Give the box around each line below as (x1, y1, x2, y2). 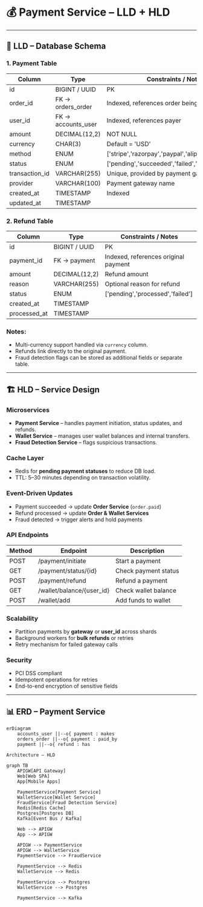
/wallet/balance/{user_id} (38, 586, 110, 595)
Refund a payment (115, 576, 168, 585)
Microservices (6, 406, 50, 414)
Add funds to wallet (115, 596, 171, 604)
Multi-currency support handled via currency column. (14, 341, 148, 349)
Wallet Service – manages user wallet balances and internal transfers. (14, 432, 190, 440)
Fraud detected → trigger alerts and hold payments (14, 516, 143, 523)
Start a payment (115, 556, 161, 565)
